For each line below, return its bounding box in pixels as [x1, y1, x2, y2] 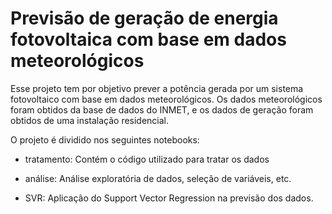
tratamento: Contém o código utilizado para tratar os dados [24, 153, 270, 165]
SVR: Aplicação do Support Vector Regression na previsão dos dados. [24, 192, 314, 204]
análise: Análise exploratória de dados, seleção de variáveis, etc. [24, 172, 292, 184]
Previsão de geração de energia [10, 7, 279, 30]
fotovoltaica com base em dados [10, 28, 287, 51]
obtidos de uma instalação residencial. [10, 114, 170, 126]
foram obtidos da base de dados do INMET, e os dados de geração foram [10, 103, 314, 116]
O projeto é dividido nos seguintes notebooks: [10, 133, 200, 146]
